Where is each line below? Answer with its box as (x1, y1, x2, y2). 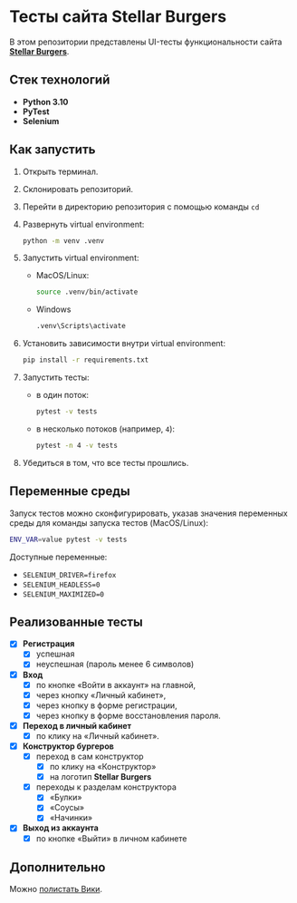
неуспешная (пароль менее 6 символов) (35, 659, 195, 670)
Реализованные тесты (9, 614, 143, 629)
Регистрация (22, 638, 75, 649)
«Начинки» (49, 812, 93, 823)
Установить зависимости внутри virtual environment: (22, 338, 226, 349)
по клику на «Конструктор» (49, 762, 157, 772)
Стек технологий (9, 73, 110, 88)
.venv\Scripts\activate (35, 322, 127, 331)
